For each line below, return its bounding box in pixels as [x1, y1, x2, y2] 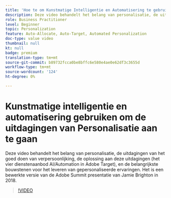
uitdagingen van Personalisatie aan [5, 122, 158, 134]
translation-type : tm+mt [5, 55, 58, 60]
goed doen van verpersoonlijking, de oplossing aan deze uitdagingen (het [5, 156, 160, 162]
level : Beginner [5, 21, 40, 27]
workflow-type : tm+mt [5, 64, 51, 70]
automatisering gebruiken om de [5, 112, 147, 123]
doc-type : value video [5, 36, 53, 41]
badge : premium [5, 50, 38, 55]
